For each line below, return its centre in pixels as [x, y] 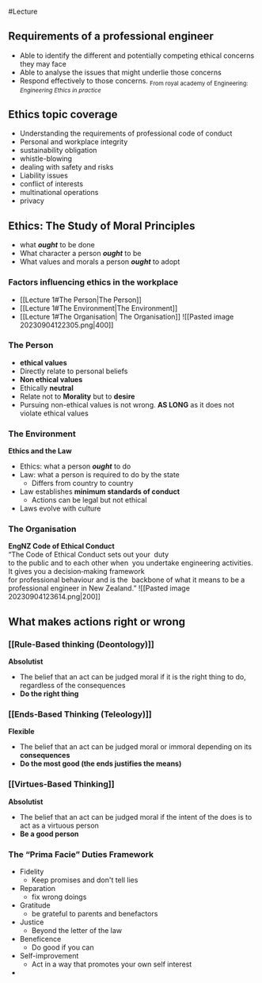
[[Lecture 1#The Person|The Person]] [81, 300]
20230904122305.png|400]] [66, 325]
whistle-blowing [46, 159]
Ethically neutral [46, 388]
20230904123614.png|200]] [55, 597]
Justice [32, 922]
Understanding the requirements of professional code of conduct [126, 133]
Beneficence [40, 939]
